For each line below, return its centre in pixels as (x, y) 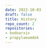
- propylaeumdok (22, 38)
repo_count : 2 (20, 24)
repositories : (20, 28)
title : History (21, 19)
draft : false (19, 14)
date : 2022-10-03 (23, 10)
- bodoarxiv (17, 33)
